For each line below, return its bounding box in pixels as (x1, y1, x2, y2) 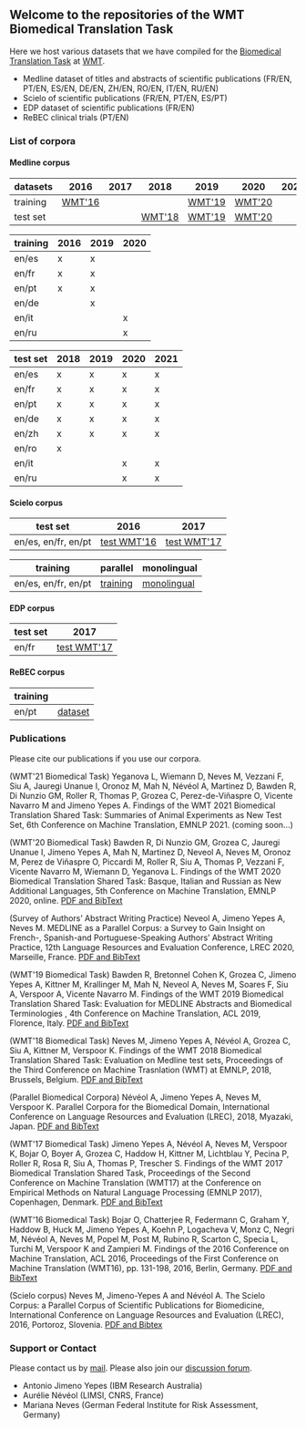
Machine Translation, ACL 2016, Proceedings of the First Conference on (9, 1253, 280, 1264)
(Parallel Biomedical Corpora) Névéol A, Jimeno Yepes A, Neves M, (9, 1092, 261, 1103)
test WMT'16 (99, 535, 158, 548)
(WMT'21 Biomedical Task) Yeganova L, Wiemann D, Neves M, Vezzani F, (9, 771, 284, 782)
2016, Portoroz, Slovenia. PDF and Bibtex (9, 1319, 163, 1330)
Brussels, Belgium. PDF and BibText (9, 1073, 143, 1084)
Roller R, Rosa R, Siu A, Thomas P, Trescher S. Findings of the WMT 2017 (9, 1157, 283, 1168)
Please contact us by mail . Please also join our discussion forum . (9, 1362, 252, 1373)
